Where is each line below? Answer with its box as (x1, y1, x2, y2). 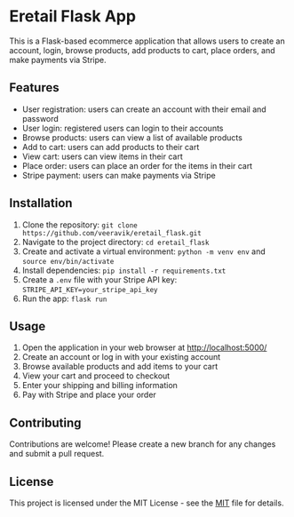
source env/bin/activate (21, 257, 115, 266)
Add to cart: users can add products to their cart (21, 141, 200, 152)
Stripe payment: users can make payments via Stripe (21, 170, 216, 180)
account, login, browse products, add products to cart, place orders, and (9, 44, 275, 55)
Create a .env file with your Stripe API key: (21, 274, 178, 285)
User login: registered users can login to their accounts (21, 123, 224, 133)
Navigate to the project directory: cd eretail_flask (21, 236, 210, 247)
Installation (9, 195, 73, 211)
